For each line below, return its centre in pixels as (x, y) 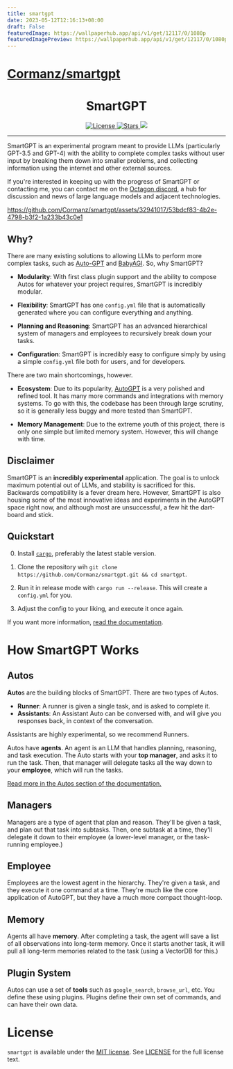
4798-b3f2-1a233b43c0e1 (45, 217)
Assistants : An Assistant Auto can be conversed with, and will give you (119, 713)
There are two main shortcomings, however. (70, 375)
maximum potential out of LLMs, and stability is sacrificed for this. (101, 485)
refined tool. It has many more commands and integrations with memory (120, 396)
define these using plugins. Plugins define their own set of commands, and (114, 997)
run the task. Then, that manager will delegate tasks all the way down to (110, 762)
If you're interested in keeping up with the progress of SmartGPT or (103, 182)
